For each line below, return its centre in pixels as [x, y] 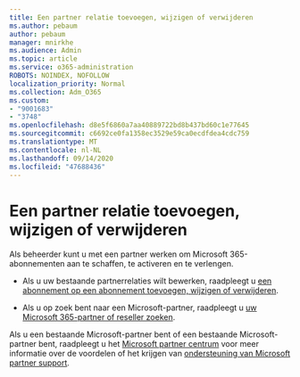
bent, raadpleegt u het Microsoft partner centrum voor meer [149, 344]
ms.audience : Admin [46, 51]
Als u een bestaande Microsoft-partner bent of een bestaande [124, 334]
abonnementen [37, 264]
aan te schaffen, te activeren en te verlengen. [150, 264]
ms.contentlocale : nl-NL [55, 150]
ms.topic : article [43, 59]
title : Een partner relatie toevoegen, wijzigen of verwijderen [131, 17]
